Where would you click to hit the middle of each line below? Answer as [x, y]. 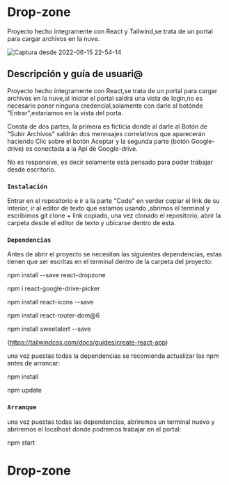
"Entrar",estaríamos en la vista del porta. [65, 113]
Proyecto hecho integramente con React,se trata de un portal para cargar [112, 90]
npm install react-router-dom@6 [54, 315]
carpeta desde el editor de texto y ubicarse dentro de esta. [92, 223]
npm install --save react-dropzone [56, 275]
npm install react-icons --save [50, 302]
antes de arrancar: [34, 363]
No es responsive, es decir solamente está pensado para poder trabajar [110, 162]
